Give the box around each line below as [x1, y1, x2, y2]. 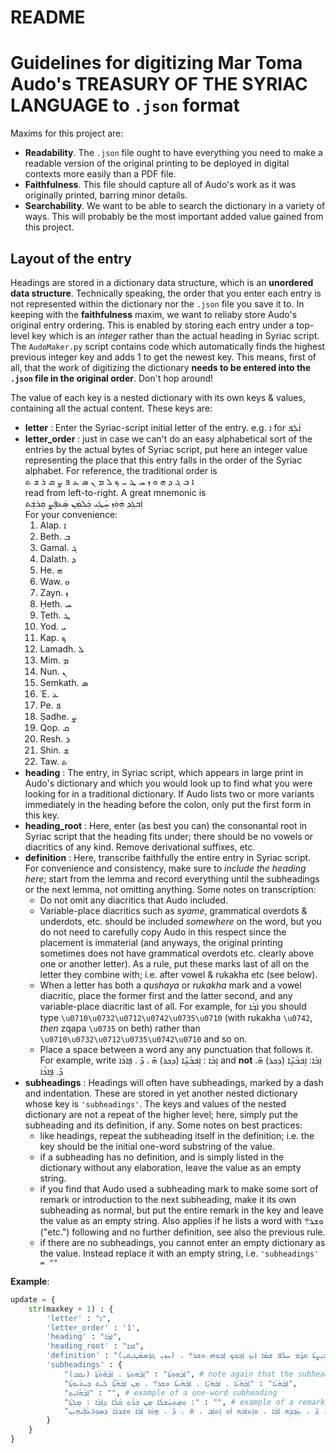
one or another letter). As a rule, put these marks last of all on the [39, 957, 310, 970]
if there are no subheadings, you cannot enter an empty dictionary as [39, 1236, 326, 1248]
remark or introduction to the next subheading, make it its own [39, 1193, 297, 1205]
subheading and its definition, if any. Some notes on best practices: [24, 1119, 303, 1131]
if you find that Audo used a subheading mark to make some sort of [39, 1182, 319, 1195]
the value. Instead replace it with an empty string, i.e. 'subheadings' [39, 1247, 320, 1259]
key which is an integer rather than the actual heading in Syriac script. [31, 329, 320, 341]
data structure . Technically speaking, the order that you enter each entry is [10, 287, 322, 299]
